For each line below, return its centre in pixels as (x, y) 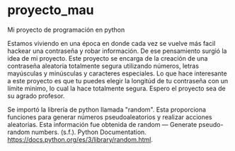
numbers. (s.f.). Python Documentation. (89, 132)
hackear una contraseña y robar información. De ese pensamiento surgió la (117, 51)
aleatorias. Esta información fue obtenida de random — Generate (102, 124)
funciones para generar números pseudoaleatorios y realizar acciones (110, 117)
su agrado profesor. (36, 96)
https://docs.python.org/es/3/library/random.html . (80, 139)
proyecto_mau (51, 10)
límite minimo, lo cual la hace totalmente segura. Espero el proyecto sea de (116, 88)
